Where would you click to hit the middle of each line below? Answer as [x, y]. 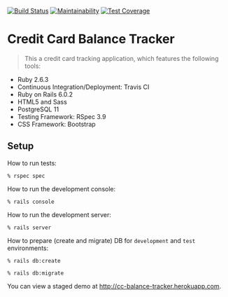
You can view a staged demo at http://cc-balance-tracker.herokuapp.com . [114, 286]
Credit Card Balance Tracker [91, 39]
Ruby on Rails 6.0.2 [45, 94]
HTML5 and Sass [42, 102]
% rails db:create [34, 261]
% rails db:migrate [36, 273]
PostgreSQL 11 [38, 109]
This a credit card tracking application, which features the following [121, 58]
